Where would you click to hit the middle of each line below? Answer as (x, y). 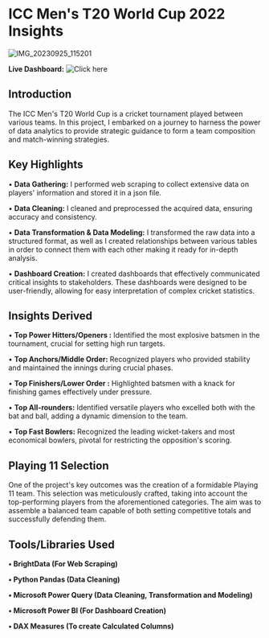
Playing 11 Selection (59, 465)
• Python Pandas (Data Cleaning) (64, 579)
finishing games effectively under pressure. (80, 392)
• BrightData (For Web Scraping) (63, 564)
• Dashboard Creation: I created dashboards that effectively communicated (134, 274)
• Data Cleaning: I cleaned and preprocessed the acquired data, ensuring (130, 208)
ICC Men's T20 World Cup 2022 (117, 14)
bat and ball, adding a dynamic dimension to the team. (98, 416)
